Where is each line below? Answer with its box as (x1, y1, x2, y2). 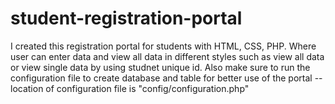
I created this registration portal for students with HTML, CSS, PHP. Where (10, 40, 317, 52)
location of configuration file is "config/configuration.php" (10, 82, 250, 94)
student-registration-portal (10, 7, 243, 30)
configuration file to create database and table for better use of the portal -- (10, 72, 323, 84)
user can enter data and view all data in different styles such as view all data (10, 50, 325, 62)
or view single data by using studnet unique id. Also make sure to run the (10, 61, 311, 73)
